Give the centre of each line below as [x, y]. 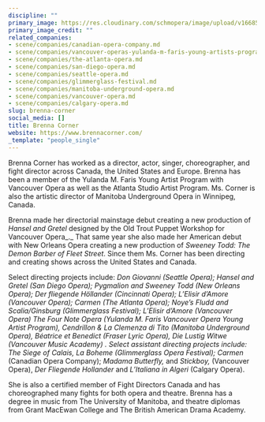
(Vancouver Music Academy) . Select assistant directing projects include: [128, 344]
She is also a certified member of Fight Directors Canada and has [114, 384]
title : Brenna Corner [44, 125]
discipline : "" [33, 15]
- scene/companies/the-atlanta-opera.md [76, 60]
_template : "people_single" [54, 140]
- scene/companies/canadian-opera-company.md [84, 45]
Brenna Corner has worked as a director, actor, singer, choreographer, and [129, 162]
